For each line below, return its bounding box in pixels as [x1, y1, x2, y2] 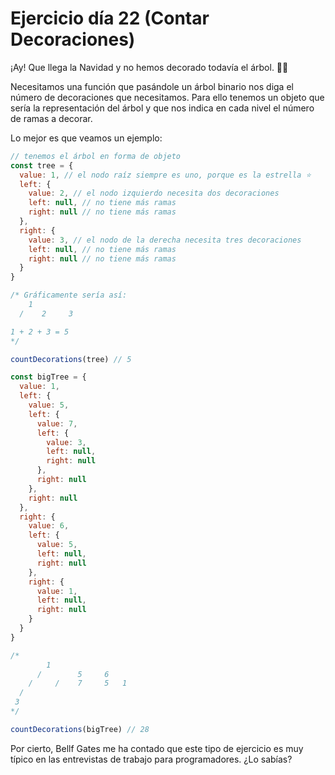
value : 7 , [36, 418, 78, 429]
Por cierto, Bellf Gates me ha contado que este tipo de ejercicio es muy [10, 742, 304, 754]
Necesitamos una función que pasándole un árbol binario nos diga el [10, 80, 294, 92]
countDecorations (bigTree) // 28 [10, 724, 150, 734]
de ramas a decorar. [10, 112, 93, 124]
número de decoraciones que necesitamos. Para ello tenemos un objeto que [10, 91, 325, 103]
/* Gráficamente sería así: [10, 290, 128, 301]
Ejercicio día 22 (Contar [10, 7, 210, 30]
